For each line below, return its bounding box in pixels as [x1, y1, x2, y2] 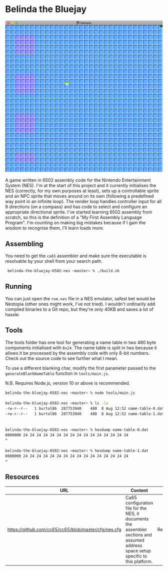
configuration [125, 500, 153, 506]
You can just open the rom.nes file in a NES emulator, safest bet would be [5, 295, 155, 301]
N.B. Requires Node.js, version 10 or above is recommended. [5, 380, 130, 386]
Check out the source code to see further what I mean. [5, 355, 118, 361]
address [125, 542, 142, 548]
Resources [5, 473, 39, 481]
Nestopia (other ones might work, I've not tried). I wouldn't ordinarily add [5, 301, 155, 307]
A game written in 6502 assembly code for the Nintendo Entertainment [5, 177, 151, 183]
